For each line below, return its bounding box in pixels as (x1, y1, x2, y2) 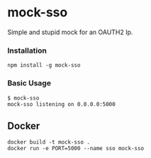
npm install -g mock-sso (7, 62, 81, 69)
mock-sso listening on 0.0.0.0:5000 (7, 100, 116, 107)
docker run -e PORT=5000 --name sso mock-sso (7, 145, 144, 152)
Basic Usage (7, 78, 52, 88)
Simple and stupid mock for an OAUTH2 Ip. (7, 28, 133, 36)
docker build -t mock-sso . (7, 139, 91, 146)
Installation (7, 46, 47, 56)
